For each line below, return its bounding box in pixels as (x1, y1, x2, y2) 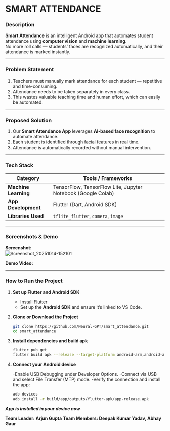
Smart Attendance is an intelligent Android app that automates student (5, 32, 153, 39)
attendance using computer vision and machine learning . (5, 38, 127, 44)
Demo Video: (5, 260, 33, 266)
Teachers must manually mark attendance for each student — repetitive (12, 78, 163, 84)
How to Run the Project (5, 277, 63, 284)
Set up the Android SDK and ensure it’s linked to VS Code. (20, 304, 142, 310)
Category (16, 175, 39, 182)
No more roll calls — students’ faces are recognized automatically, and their (5, 44, 163, 50)
